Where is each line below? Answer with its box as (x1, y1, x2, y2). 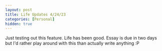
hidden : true (5, 21, 32, 26)
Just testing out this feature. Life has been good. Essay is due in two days (5, 35, 157, 41)
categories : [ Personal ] (5, 16, 55, 21)
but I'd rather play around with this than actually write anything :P (5, 40, 139, 46)
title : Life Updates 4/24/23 (5, 12, 66, 17)
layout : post (5, 7, 32, 12)
